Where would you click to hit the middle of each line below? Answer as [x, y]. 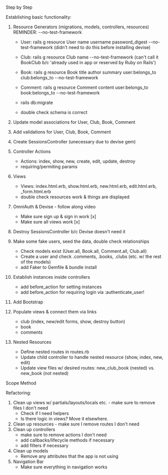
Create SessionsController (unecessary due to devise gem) [74, 142]
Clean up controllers [34, 429]
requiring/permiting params [49, 167]
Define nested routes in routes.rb [55, 352]
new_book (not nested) [45, 373]
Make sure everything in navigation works [64, 467]
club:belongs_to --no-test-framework [59, 77]
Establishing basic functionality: [39, 17]
